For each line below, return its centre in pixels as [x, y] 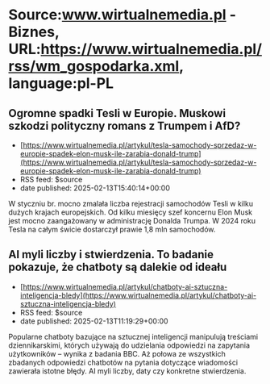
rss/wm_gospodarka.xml [94, 67]
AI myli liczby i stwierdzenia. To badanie [111, 255]
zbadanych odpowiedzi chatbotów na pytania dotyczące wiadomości [123, 362]
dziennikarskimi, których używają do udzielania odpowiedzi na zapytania [129, 345]
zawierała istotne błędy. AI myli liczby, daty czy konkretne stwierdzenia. [127, 371]
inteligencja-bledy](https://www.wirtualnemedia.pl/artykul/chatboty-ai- [138, 295]
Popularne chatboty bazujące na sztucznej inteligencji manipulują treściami [133, 336]
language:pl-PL [61, 83]
